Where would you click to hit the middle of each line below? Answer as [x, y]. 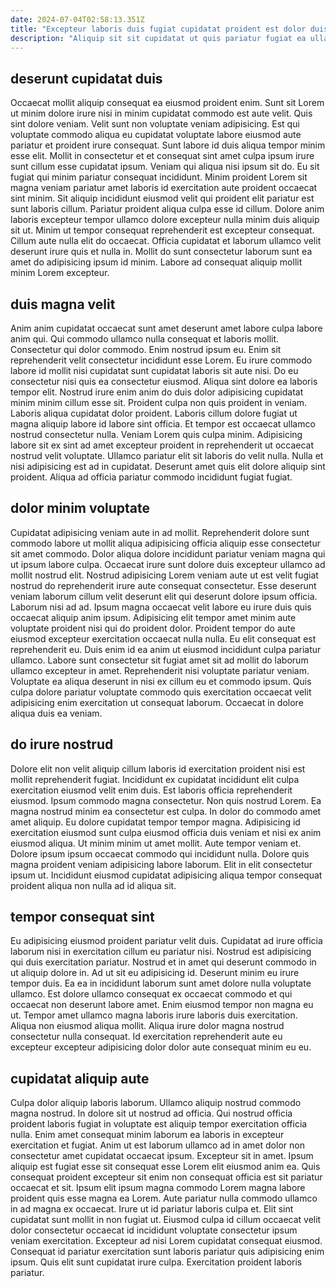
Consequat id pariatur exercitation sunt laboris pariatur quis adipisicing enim [167, 1252]
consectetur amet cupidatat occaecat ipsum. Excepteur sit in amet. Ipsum [162, 1156]
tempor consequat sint [82, 917]
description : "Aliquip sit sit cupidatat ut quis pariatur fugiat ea [158, 38]
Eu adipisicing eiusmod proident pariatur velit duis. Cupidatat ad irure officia [166, 941]
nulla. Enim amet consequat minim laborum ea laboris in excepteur [147, 1135]
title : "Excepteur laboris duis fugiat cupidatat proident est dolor [158, 29]
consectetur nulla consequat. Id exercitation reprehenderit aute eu [146, 1037]
